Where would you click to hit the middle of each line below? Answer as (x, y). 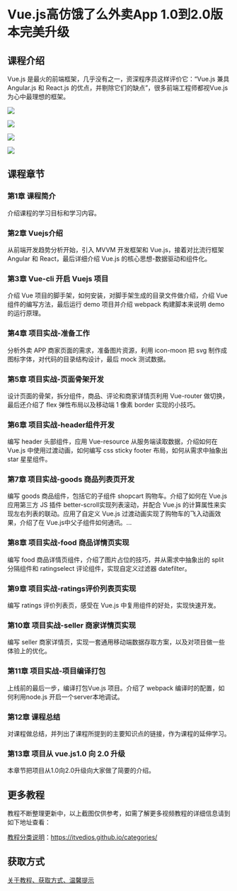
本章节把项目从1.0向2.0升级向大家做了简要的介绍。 (81, 771)
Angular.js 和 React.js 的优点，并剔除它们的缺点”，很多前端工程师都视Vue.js (118, 88)
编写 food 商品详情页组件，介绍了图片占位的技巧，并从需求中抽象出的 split (116, 560)
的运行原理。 (26, 313)
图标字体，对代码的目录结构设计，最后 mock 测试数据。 (88, 359)
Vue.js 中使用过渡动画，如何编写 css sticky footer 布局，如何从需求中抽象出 (117, 450)
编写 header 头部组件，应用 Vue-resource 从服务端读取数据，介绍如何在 (112, 442)
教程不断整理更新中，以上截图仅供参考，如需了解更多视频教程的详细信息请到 (119, 813)
